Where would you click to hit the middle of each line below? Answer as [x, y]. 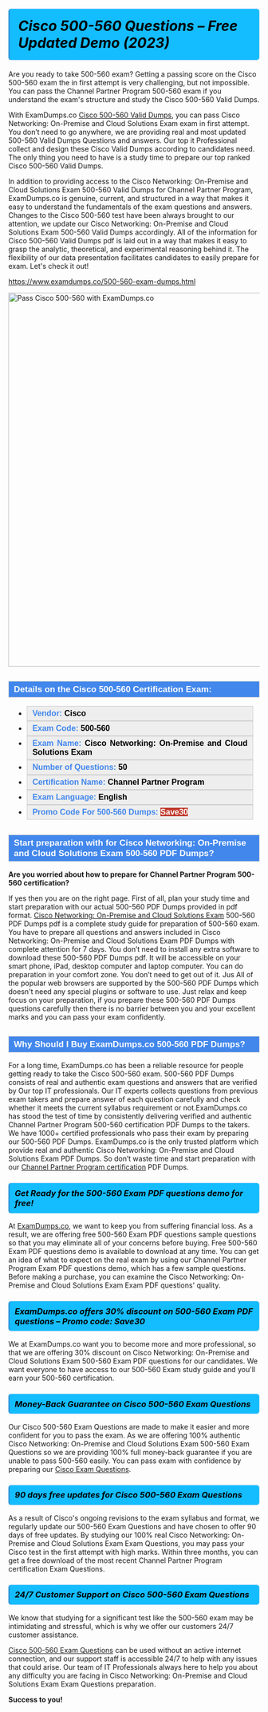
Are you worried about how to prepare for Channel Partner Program [122, 874]
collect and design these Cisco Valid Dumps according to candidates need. [132, 148]
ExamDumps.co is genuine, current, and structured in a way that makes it [128, 198]
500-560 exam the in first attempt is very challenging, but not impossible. [129, 82]
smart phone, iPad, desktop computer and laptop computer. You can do [126, 966]
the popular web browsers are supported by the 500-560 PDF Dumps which [134, 983]
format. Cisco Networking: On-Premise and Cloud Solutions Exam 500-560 [132, 915]
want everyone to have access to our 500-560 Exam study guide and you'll [132, 1369]
